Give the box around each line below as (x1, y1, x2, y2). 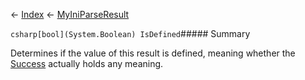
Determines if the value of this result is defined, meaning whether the (10, 47, 296, 59)
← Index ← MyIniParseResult (10, 9, 130, 20)
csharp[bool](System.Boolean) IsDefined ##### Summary (10, 28, 251, 39)
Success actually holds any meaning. (10, 58, 164, 69)
